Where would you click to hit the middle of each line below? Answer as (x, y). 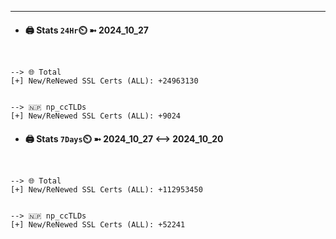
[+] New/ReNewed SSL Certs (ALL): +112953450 (106, 190)
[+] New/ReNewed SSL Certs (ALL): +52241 (98, 225)
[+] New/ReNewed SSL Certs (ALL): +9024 (96, 116)
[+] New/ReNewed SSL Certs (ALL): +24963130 (104, 81)
